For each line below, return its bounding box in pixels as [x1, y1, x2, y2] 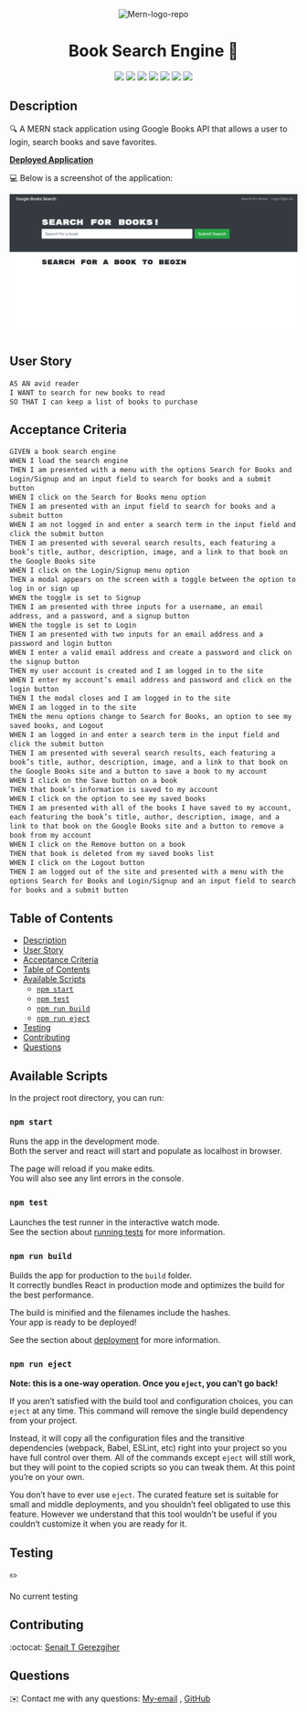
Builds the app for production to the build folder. [9, 1270, 193, 1281]
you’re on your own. [9, 1472, 85, 1483]
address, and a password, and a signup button [9, 612, 190, 621]
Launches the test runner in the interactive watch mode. [9, 1216, 221, 1228]
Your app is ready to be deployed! [9, 1316, 137, 1327]
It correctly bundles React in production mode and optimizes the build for [9, 1279, 285, 1290]
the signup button [9, 658, 79, 667]
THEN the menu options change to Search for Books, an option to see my [9, 713, 292, 722]
